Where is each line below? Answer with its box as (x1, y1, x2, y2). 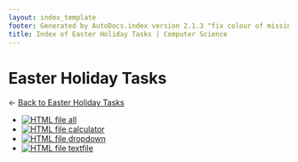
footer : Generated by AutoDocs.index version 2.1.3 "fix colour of (8, 21, 264, 30)
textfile (68, 143, 94, 154)
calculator (68, 124, 105, 134)
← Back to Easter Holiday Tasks (8, 97, 125, 108)
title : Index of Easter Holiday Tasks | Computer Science (8, 29, 228, 38)
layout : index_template (8, 12, 97, 22)
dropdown (68, 134, 106, 144)
